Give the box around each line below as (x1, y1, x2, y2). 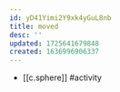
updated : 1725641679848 (9, 38, 100, 48)
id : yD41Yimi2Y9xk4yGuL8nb (9, 13, 112, 23)
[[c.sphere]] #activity (22, 72, 103, 83)
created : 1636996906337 (9, 47, 100, 56)
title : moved (9, 22, 59, 31)
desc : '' (9, 30, 43, 39)
